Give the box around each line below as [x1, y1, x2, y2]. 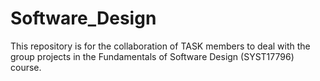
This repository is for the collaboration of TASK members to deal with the [10, 40, 311, 52]
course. [10, 61, 42, 73]
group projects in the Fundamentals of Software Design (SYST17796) [10, 50, 295, 62]
